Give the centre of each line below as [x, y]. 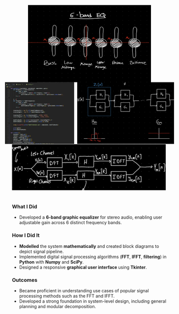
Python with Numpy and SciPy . [51, 262]
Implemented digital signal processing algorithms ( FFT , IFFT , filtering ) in [93, 257]
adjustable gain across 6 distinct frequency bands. [70, 223]
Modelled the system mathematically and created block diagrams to [89, 246]
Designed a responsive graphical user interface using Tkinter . [83, 267]
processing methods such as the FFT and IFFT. [67, 296]
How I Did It [26, 235]
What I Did [25, 206]
